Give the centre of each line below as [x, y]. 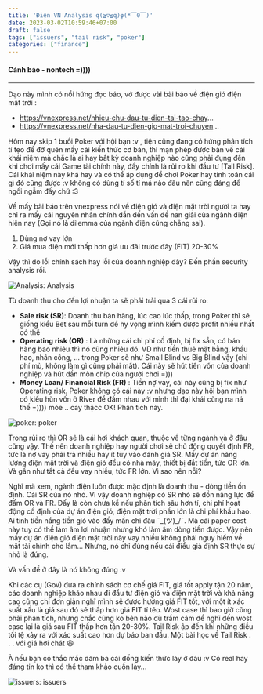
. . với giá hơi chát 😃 [41, 643]
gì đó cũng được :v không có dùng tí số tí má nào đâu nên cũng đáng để [124, 183]
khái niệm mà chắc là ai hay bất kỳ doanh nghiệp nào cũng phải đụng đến [127, 158]
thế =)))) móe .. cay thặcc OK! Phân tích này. [91, 408]
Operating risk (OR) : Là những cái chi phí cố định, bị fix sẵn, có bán [130, 341]
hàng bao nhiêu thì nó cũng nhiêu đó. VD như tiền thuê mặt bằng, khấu [133, 349]
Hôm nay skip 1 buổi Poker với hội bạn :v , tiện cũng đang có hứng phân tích [130, 141]
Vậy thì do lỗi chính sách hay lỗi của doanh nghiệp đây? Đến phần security [128, 262]
